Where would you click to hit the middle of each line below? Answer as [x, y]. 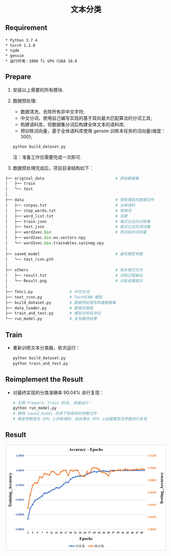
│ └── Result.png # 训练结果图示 [74, 281]
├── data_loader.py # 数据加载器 [49, 308]
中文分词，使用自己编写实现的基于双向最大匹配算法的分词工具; [86, 118]
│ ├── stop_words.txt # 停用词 [68, 211]
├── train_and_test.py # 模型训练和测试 [53, 313]
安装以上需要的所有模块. [38, 90]
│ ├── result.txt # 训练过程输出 [74, 276]
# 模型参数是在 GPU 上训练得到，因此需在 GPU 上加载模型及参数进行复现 [80, 419]
